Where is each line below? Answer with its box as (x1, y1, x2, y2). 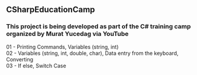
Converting (6, 56, 34, 63)
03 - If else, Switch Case (6, 62, 66, 69)
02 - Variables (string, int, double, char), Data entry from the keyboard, (6, 50, 179, 57)
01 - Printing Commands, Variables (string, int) (6, 43, 119, 50)
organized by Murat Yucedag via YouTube (6, 30, 129, 38)
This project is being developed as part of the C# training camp (6, 22, 191, 31)
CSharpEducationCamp (6, 5, 95, 15)
